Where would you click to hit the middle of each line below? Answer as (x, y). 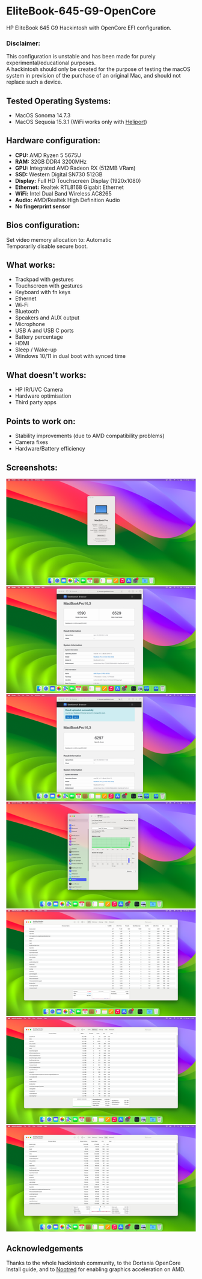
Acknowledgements (45, 1249)
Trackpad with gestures (44, 279)
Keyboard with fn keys (43, 292)
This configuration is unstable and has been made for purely (81, 57)
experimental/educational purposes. (51, 63)
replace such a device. (34, 82)
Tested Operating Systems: (59, 101)
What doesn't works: (46, 375)
